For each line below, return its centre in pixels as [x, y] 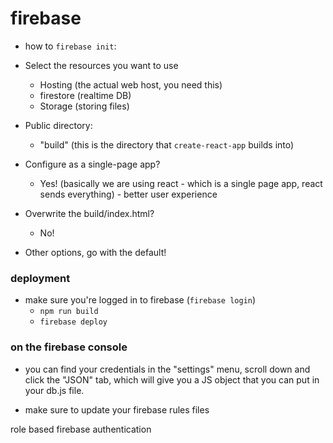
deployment [40, 278]
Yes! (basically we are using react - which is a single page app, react [181, 183]
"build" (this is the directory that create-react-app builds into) [167, 144]
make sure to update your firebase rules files [117, 409]
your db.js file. [54, 390]
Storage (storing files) [84, 106]
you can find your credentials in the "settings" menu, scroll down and [167, 369]
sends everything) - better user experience [128, 194]
